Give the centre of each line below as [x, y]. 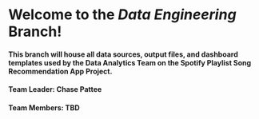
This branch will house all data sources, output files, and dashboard [123, 54]
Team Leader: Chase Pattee [55, 89]
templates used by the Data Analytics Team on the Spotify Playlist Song [130, 62]
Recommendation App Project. [60, 71]
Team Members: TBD [44, 107]
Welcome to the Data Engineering [123, 15]
